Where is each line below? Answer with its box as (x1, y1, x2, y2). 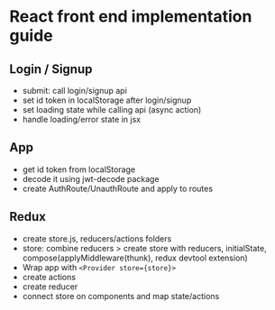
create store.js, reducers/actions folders (22, 232, 172, 244)
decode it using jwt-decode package (22, 173, 160, 184)
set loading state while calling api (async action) (22, 105, 202, 114)
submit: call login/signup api (22, 86, 128, 96)
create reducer (22, 281, 78, 292)
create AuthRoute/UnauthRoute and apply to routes (22, 183, 214, 194)
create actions (22, 271, 77, 282)
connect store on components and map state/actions (22, 290, 220, 301)
